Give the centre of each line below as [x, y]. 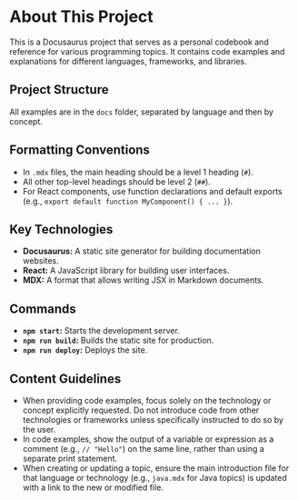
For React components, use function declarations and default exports [153, 191]
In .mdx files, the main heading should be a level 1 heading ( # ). [138, 172]
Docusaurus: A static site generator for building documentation [141, 251]
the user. [39, 430]
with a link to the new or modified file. [93, 487]
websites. [40, 261]
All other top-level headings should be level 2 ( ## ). [116, 181]
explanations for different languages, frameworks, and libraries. [128, 61]
